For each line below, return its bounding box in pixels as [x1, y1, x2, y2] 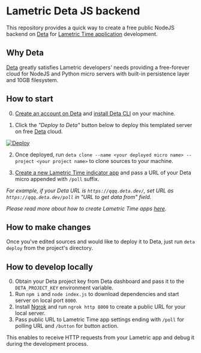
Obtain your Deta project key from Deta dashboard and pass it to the [14, 277, 185, 285]
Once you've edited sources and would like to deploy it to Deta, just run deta [6, 238, 195, 245]
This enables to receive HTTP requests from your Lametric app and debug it [6, 334, 195, 341]
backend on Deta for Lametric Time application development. [6, 30, 158, 37]
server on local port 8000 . [14, 297, 78, 304]
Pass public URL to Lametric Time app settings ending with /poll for [14, 316, 185, 323]
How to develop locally [6, 262, 93, 272]
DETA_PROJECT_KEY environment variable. [14, 284, 114, 291]
